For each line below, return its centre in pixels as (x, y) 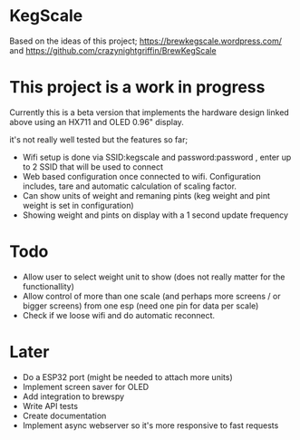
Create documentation (64, 416)
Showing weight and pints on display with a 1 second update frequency (155, 215)
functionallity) (48, 286)
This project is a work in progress (137, 88)
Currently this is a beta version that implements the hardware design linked (150, 112)
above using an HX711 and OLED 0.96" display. (97, 122)
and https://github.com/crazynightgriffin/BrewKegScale (113, 50)
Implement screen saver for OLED (86, 386)
